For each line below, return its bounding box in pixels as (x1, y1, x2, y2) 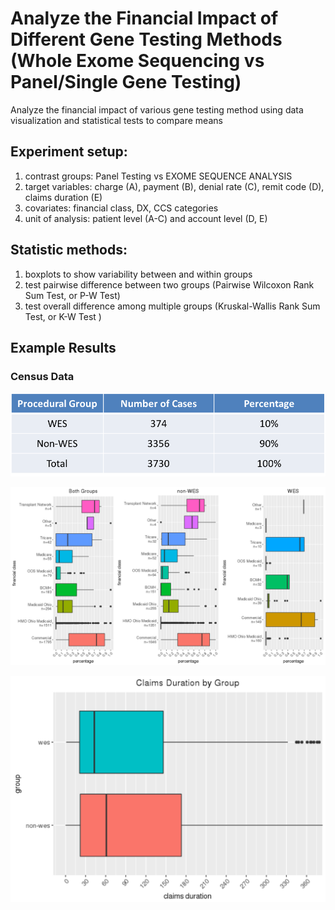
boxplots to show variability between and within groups (24, 268, 253, 280)
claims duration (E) (24, 191, 103, 203)
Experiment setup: (10, 143, 128, 161)
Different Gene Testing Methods (10, 28, 283, 51)
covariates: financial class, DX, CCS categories (24, 202, 219, 214)
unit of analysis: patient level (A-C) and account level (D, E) (24, 212, 268, 224)
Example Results (10, 339, 117, 356)
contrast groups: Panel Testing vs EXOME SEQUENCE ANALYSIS (24, 170, 293, 182)
